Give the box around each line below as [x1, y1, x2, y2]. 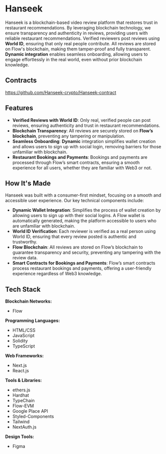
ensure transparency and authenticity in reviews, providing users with [5, 30, 148, 36]
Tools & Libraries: [5, 377, 42, 383]
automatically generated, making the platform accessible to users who [12, 218, 157, 224]
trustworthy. [12, 239, 38, 245]
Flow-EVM [12, 403, 34, 409]
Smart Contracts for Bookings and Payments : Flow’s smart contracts [12, 260, 156, 266]
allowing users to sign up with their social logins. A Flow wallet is [12, 213, 145, 219]
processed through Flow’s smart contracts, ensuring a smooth [12, 159, 140, 165]
